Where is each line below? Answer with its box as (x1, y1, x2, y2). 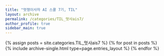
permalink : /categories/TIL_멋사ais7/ (5, 16, 84, 21)
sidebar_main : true (5, 26, 46, 31)
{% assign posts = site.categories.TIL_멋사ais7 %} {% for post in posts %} (5, 40, 157, 46)
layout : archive (5, 12, 39, 17)
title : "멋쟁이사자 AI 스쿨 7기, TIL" (5, 7, 77, 12)
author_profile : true (5, 21, 50, 26)
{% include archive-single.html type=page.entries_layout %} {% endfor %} (5, 46, 159, 52)
